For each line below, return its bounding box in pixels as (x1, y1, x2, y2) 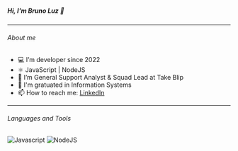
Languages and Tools (7, 114, 72, 122)
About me (7, 33, 36, 42)
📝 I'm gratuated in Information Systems (17, 80, 132, 89)
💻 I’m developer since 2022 (17, 56, 101, 64)
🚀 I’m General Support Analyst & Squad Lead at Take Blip (17, 73, 184, 82)
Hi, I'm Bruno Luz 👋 (7, 6, 65, 15)
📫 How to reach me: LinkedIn (17, 89, 105, 97)
